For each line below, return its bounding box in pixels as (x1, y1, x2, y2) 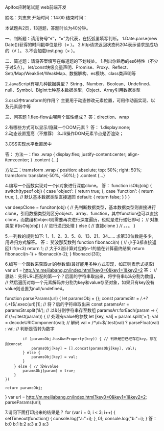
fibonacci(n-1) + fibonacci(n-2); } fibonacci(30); (5, 251, 101, 256)
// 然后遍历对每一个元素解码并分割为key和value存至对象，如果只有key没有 (5, 279, 155, 285)
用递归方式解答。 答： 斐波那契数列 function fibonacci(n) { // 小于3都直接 (5, 239, 153, 245)
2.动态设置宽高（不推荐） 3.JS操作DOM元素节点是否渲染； (5, 130, 124, 136)
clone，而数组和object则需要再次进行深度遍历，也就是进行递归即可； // (5, 217, 149, 222)
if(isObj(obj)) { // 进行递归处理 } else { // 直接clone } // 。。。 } (14, 223, 136, 228)
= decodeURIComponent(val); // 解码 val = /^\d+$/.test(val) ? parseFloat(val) (5, 320, 160, 325)
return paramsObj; (5, 385, 43, 390)
